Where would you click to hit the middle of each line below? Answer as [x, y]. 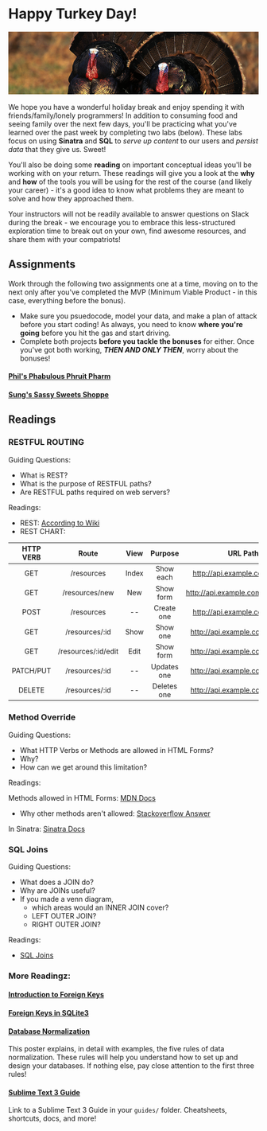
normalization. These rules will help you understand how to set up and [123, 1057]
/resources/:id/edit [89, 651]
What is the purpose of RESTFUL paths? [86, 483]
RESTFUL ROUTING [46, 443]
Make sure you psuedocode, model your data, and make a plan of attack [138, 316]
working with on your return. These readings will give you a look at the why [132, 173]
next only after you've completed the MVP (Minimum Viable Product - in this [133, 292]
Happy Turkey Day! [73, 14]
